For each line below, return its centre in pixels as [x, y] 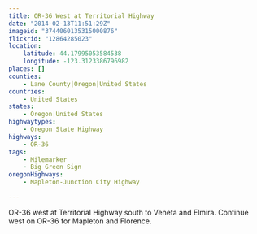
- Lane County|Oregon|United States [85, 84]
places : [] [27, 69]
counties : [25, 76]
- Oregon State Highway [63, 129]
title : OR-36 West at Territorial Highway [81, 16]
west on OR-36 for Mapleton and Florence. [80, 221]
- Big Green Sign [52, 167]
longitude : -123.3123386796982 [76, 62]
